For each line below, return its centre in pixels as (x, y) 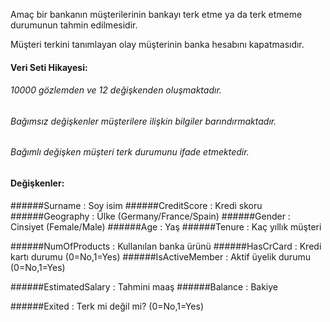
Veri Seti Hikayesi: (49, 67)
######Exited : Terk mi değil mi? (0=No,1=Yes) (107, 306)
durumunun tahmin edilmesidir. (74, 25)
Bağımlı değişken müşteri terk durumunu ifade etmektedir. (130, 152)
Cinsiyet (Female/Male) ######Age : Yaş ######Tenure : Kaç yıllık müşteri (166, 226)
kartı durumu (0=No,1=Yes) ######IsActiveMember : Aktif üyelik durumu (160, 256)
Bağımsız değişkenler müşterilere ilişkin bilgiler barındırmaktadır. (143, 121)
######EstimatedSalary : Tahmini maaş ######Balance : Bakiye (144, 286)
